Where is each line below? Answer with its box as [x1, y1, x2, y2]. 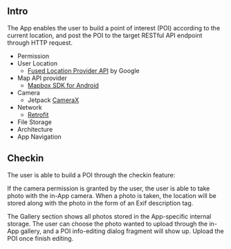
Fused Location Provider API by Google [27, 66, 140, 74]
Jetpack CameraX [27, 96, 80, 104]
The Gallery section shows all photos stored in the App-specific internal [7, 212, 212, 220]
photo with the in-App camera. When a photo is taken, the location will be [7, 191, 216, 199]
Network [17, 103, 43, 111]
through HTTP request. [7, 38, 73, 47]
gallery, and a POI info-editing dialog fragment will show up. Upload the [20, 227, 224, 235]
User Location [17, 59, 57, 68]
